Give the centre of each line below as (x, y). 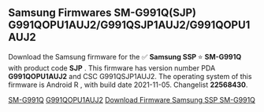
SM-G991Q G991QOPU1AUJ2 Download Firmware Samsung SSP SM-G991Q (132, 99)
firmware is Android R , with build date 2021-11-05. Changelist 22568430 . (128, 85)
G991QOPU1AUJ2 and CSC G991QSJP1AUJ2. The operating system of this (130, 76)
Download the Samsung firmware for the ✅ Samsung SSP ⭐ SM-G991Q (125, 56)
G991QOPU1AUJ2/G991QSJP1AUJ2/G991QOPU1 (129, 25)
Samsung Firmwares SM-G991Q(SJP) (102, 13)
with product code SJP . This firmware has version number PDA (112, 68)
